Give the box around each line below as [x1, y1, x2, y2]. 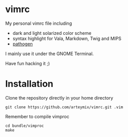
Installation [5, 78, 54, 89]
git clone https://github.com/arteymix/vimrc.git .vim [5, 105, 123, 110]
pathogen [12, 40, 33, 47]
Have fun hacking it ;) [5, 60, 50, 66]
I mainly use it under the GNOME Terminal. [5, 51, 94, 57]
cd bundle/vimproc [5, 123, 44, 128]
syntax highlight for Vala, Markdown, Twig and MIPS [12, 35, 121, 41]
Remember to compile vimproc [5, 113, 70, 119]
